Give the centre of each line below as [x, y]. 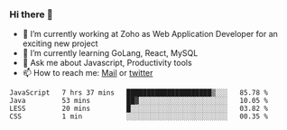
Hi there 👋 [32, 14]
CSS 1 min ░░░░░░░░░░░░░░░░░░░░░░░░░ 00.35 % [139, 116]
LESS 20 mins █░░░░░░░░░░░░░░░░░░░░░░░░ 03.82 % [139, 109]
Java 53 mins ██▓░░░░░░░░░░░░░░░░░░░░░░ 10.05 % [139, 101]
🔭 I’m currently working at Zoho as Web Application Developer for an [150, 34]
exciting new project [60, 43]
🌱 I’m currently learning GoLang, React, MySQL [110, 53]
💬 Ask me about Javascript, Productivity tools [107, 63]
